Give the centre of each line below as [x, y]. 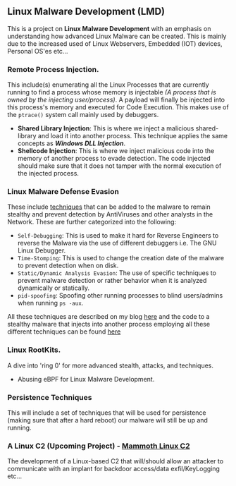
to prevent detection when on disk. [68, 266]
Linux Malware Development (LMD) [86, 12]
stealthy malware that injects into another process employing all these [109, 324]
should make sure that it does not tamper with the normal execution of [119, 166]
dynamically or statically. [54, 288]
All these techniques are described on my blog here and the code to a [108, 317]
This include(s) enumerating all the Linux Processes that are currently [108, 85]
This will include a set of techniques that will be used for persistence [107, 413]
